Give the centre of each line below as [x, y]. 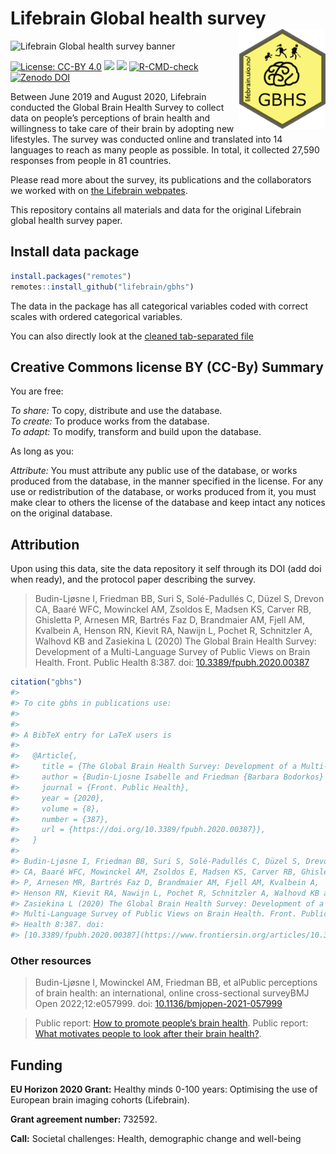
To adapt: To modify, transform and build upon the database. [136, 432]
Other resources [51, 960]
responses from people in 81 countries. [91, 160]
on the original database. [61, 513]
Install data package [75, 252]
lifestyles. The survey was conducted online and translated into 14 [146, 139]
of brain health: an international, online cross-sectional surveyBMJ [172, 993]
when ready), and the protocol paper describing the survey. [133, 579]
